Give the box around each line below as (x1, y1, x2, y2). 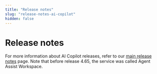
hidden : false (5, 16, 34, 21)
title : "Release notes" (5, 7, 54, 12)
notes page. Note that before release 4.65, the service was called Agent (5, 58, 151, 64)
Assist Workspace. (5, 64, 43, 70)
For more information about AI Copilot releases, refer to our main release (5, 53, 152, 59)
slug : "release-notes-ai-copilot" (5, 12, 76, 17)
